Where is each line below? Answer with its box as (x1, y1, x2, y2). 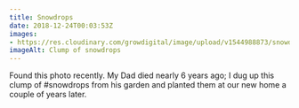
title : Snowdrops (9, 12, 74, 22)
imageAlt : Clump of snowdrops (9, 46, 122, 55)
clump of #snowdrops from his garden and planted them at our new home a (9, 80, 287, 90)
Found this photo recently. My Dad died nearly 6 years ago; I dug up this (9, 70, 274, 81)
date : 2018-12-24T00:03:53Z (9, 21, 114, 30)
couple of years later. (9, 89, 87, 100)
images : (9, 29, 38, 38)
